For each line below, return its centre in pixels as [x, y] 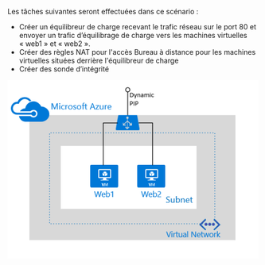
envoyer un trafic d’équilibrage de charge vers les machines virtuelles [133, 35]
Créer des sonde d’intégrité [64, 69]
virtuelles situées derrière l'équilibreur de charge [99, 60]
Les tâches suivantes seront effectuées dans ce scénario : [103, 12]
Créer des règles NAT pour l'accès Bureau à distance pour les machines [137, 52]
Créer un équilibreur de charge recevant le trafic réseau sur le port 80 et [137, 27]
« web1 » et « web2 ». [55, 44]
